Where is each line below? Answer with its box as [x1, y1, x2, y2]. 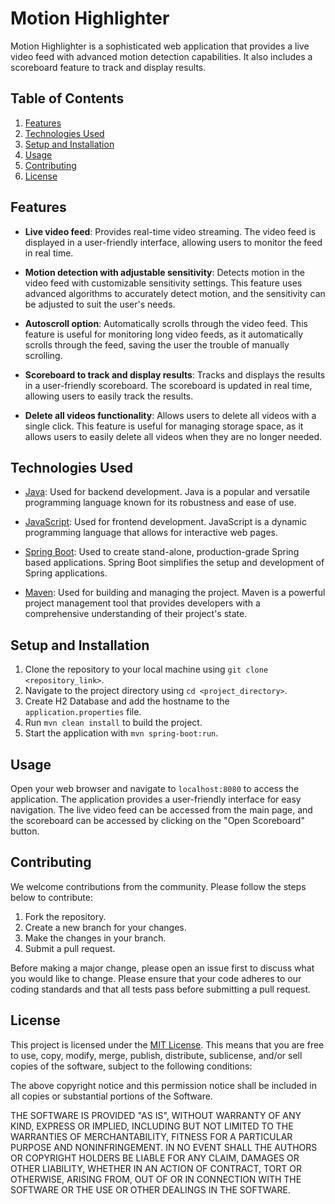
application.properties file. [24, 706, 142, 718]
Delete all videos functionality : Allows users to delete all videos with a [24, 409, 317, 421]
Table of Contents [10, 90, 125, 107]
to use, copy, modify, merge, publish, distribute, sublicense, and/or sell [10, 1049, 303, 1061]
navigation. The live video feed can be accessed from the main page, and [10, 804, 313, 816]
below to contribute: [10, 891, 93, 903]
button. [10, 825, 40, 837]
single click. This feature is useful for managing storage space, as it [24, 420, 304, 432]
